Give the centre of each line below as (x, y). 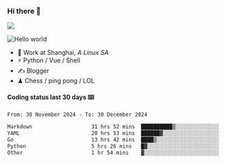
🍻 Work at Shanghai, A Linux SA (63, 53)
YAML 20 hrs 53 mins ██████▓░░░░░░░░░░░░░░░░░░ (113, 134)
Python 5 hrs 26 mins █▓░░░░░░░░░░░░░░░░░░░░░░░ (113, 146)
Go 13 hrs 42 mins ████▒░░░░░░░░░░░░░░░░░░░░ (113, 140)
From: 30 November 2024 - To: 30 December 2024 (78, 114)
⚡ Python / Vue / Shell (49, 60)
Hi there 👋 (24, 11)
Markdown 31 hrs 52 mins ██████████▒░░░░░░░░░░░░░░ (113, 127)
